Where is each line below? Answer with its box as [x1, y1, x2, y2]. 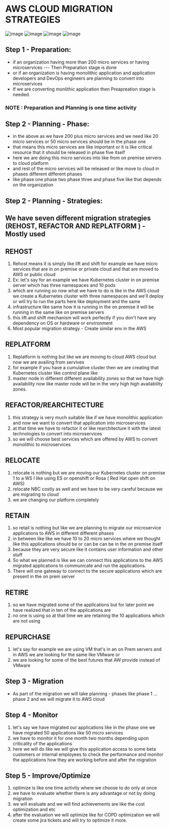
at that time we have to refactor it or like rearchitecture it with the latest [12, 425, 161, 431]
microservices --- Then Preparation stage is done [12, 64, 117, 70]
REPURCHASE [5, 633, 51, 641]
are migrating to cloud [12, 491, 59, 497]
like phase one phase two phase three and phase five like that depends [12, 176, 162, 183]
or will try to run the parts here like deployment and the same [12, 299, 141, 305]
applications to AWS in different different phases [12, 530, 114, 537]
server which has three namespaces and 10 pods [12, 282, 116, 288]
